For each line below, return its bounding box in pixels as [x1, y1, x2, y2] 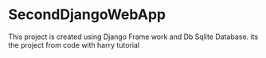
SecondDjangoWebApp [8, 6, 166, 24]
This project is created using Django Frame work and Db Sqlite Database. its [8, 32, 259, 41]
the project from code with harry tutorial [8, 40, 140, 49]
